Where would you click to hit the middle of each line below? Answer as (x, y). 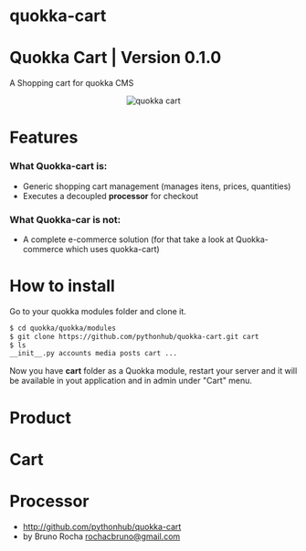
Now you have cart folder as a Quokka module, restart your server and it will (153, 371)
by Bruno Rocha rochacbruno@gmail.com (101, 536)
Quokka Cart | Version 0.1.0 (116, 58)
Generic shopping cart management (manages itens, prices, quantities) (157, 186)
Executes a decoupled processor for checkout (111, 196)
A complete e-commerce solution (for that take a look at (128, 239)
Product (40, 418)
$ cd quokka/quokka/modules (63, 328)
